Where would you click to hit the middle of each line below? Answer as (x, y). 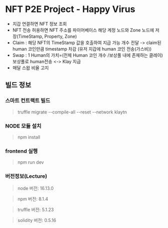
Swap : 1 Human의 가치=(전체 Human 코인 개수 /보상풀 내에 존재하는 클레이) (88, 55)
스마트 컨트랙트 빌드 (28, 100)
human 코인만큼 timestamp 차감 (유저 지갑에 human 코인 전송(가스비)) (82, 49)
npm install (29, 137)
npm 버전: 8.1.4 (33, 199)
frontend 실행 (22, 151)
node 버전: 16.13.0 (36, 188)
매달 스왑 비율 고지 (31, 68)
